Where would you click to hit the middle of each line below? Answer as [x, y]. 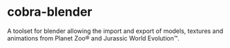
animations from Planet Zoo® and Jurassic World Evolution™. [93, 38]
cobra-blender [50, 12]
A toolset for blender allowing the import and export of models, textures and [115, 31]
